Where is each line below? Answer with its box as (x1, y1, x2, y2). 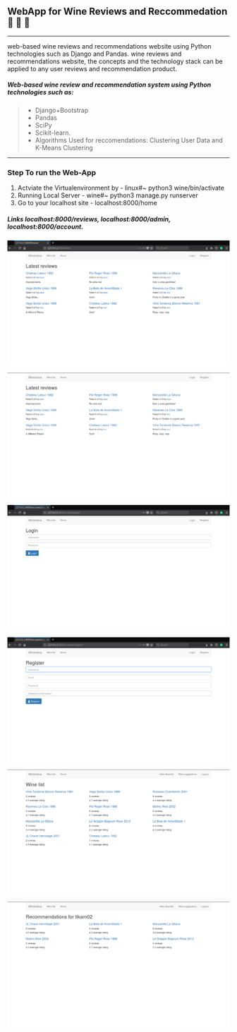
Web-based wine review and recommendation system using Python (7, 80, 212, 89)
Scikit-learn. (35, 128, 71, 137)
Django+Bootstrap (35, 106, 89, 114)
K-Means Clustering (35, 143, 93, 152)
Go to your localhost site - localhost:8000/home (17, 199, 157, 207)
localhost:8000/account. (7, 222, 84, 231)
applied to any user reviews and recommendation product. (7, 64, 178, 73)
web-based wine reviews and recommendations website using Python (7, 42, 212, 50)
